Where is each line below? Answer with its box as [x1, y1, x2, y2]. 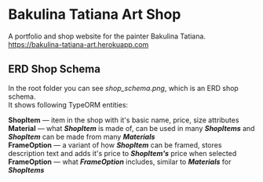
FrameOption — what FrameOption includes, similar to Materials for [8, 157, 232, 166]
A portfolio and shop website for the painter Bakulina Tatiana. [8, 31, 206, 41]
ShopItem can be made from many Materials [8, 132, 155, 141]
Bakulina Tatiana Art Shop [8, 5, 181, 24]
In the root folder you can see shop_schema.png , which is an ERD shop [8, 83, 239, 93]
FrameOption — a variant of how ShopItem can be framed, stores [8, 140, 222, 150]
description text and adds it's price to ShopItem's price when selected [8, 148, 237, 158]
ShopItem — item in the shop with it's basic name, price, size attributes [8, 115, 239, 125]
